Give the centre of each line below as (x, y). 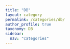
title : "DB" (18, 10)
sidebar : (15, 34)
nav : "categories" (30, 39)
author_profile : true (28, 24)
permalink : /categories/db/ (35, 19)
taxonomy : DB (19, 29)
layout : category (24, 15)
